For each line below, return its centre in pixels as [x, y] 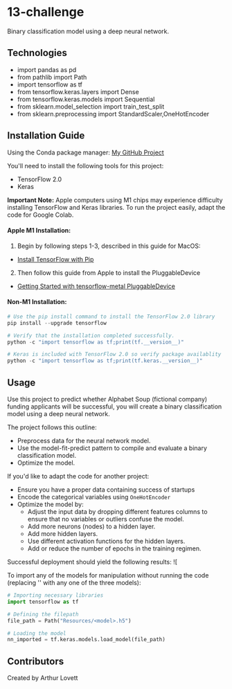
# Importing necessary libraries [55, 596]
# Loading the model [37, 633]
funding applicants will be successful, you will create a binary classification [115, 406]
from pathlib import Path [52, 77]
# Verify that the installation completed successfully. [91, 335]
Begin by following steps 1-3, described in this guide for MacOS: [109, 246]
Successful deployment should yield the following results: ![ [92, 562]
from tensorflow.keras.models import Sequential [86, 99]
